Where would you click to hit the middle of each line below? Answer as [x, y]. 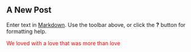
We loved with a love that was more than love [63, 43]
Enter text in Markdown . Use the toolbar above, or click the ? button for [96, 24]
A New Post [29, 10]
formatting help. [27, 31]
